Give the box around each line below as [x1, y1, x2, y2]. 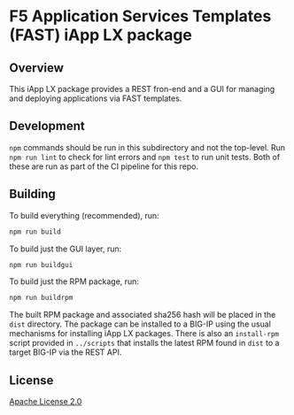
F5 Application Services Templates [9, 6, 272, 27]
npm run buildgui [9, 260, 73, 269]
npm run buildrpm [9, 294, 73, 303]
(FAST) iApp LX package [9, 25, 193, 45]
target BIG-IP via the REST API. [9, 347, 122, 357]
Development [9, 119, 86, 134]
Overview [9, 60, 65, 75]
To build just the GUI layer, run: [9, 243, 122, 254]
